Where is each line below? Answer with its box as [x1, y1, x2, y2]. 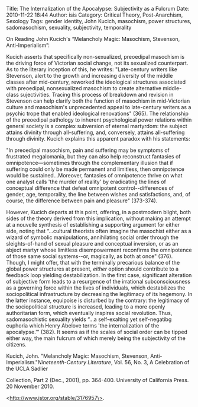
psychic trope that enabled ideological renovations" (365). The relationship [6, 110, 189, 117]
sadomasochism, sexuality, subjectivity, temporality [6, 24, 132, 31]
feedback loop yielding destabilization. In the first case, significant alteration [6, 272, 192, 278]
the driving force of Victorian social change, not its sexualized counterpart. [6, 59, 189, 66]
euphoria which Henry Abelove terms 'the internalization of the [6, 322, 160, 329]
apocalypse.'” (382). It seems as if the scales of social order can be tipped [6, 329, 188, 335]
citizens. [6, 341, 27, 348]
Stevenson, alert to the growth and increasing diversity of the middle [6, 72, 173, 79]
